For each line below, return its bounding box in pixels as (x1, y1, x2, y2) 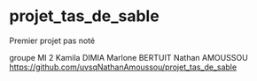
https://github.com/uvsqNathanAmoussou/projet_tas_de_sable (9, 62, 238, 72)
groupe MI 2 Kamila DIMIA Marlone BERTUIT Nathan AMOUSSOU (9, 52, 248, 63)
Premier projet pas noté (9, 35, 96, 46)
